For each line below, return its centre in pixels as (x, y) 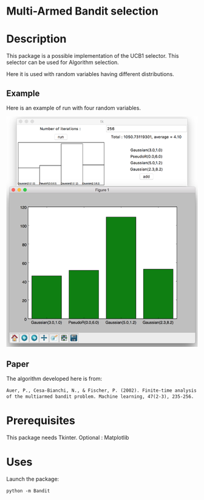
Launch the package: (33, 479)
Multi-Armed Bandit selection (83, 11)
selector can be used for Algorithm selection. (63, 63)
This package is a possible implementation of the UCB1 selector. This (93, 56)
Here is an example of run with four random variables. (74, 108)
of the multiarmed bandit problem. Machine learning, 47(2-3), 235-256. (100, 397)
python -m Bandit (28, 491)
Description (36, 39)
